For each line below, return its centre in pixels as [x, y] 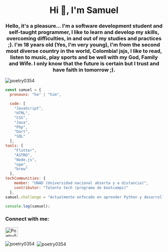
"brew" [21, 169]
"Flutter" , [25, 150]
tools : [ [14, 146]
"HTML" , [22, 113]
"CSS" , [21, 117]
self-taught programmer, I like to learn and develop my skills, [84, 32]
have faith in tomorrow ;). [84, 70]
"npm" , [21, 164]
